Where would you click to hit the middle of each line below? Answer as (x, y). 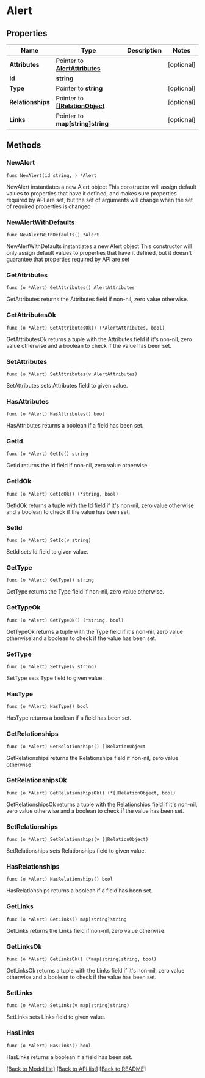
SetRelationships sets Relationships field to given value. (76, 851)
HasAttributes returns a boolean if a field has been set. (75, 426)
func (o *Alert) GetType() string (50, 580)
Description (145, 51)
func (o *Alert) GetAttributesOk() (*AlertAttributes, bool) (86, 328)
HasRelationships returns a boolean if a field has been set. (80, 891)
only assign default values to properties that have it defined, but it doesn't (99, 252)
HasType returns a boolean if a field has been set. (69, 718)
